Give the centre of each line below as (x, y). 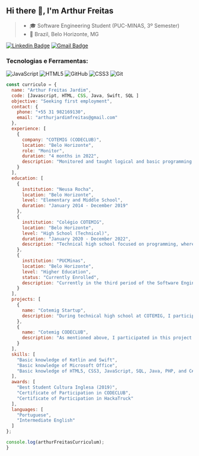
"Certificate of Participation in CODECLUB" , (74, 393)
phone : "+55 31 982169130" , (51, 112)
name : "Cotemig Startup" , (54, 310)
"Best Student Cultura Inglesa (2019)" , (67, 388)
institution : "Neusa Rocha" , (58, 189)
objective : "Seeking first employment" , (62, 101)
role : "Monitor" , (43, 151)
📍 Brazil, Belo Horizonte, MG (64, 34)
